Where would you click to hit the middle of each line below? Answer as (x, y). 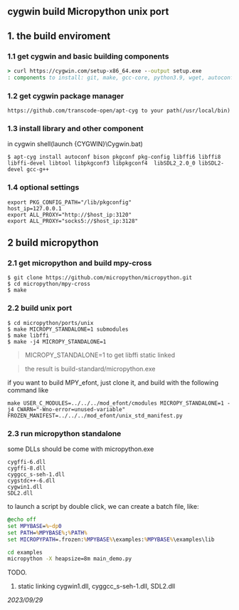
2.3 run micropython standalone (64, 433)
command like (28, 390)
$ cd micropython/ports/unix (51, 323)
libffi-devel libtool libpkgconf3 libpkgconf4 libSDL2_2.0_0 (101, 163)
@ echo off (22, 519)
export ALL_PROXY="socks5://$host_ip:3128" (73, 221)
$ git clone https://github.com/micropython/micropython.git (100, 278)
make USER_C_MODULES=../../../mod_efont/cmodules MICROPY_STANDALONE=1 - (119, 403)
